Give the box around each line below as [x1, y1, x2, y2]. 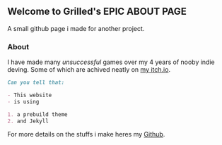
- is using [7, 98, 40, 105]
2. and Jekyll [7, 118, 49, 125]
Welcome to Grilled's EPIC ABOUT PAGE [7, 6, 187, 18]
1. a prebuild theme [7, 111, 69, 118]
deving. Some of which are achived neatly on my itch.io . [7, 65, 171, 74]
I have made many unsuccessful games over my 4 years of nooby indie [7, 58, 215, 66]
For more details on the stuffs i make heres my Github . [7, 130, 165, 139]
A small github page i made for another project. [7, 24, 145, 32]
